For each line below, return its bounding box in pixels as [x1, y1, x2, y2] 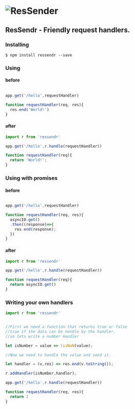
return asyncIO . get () [10, 282, 56, 287]
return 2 [10, 394, 29, 399]
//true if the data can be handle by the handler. [5, 329, 116, 334]
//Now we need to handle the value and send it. [5, 352, 111, 358]
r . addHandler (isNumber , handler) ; [5, 371, 77, 376]
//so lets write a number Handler [5, 334, 80, 339]
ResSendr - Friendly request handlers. [5, 26, 130, 34]
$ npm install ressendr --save [5, 52, 72, 57]
